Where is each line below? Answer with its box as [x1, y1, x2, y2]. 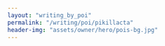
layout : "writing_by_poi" [7, 11, 91, 19]
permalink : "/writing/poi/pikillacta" [7, 19, 134, 27]
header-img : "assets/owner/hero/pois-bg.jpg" [7, 26, 158, 34]
